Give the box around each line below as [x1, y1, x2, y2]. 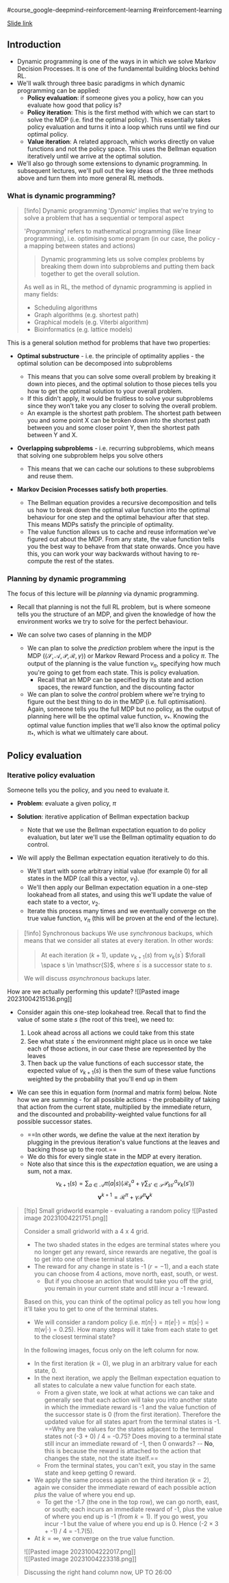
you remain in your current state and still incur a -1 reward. [44, 1284, 209, 1292]
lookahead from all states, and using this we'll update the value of [27, 891, 213, 899]
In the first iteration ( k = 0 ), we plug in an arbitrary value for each [33, 1359, 217, 1368]
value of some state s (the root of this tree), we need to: [16, 1015, 174, 1023]
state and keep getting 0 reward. [44, 1468, 137, 1477]
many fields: [23, 290, 59, 298]
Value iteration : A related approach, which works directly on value [27, 137, 215, 145]
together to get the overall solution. [40, 270, 140, 278]
